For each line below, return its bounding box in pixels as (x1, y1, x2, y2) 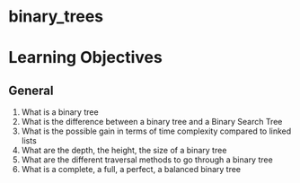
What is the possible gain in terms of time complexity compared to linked (21, 126, 292, 136)
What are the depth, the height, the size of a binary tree (21, 145, 227, 156)
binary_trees (8, 6, 104, 27)
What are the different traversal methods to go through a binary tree (21, 154, 273, 165)
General (8, 83, 55, 98)
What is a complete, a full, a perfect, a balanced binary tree (21, 164, 242, 175)
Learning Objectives (8, 48, 163, 68)
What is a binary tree (21, 107, 100, 118)
